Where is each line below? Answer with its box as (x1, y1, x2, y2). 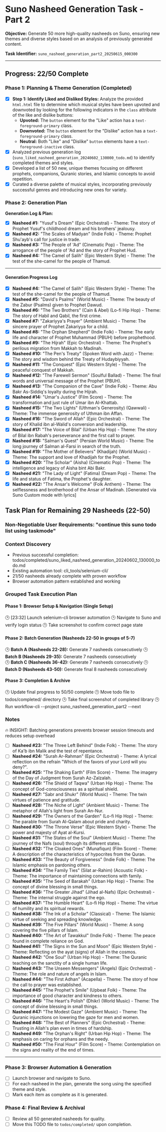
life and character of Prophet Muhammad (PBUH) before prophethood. (12, 334, 156, 340)
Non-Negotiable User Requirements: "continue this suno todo (5, 521, 157, 528)
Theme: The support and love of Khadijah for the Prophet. (12, 454, 130, 460)
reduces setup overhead (5, 733, 55, 739)
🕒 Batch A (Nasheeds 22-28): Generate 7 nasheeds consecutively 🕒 (5, 646, 148, 652)
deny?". (12, 764, 28, 770)
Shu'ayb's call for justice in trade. (12, 237, 81, 243)
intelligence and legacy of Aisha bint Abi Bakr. (12, 465, 106, 471)
